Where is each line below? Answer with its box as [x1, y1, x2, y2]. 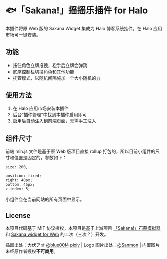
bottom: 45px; [5, 182, 35, 187]
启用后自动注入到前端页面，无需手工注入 [12, 118, 96, 124]
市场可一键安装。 [5, 31, 41, 38]
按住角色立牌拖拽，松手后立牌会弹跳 [12, 62, 88, 68]
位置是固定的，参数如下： [14, 155, 67, 161]
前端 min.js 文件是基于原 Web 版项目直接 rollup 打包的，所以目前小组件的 [5, 148, 156, 154]
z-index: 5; [5, 187, 30, 192]
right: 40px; [5, 178, 33, 183]
